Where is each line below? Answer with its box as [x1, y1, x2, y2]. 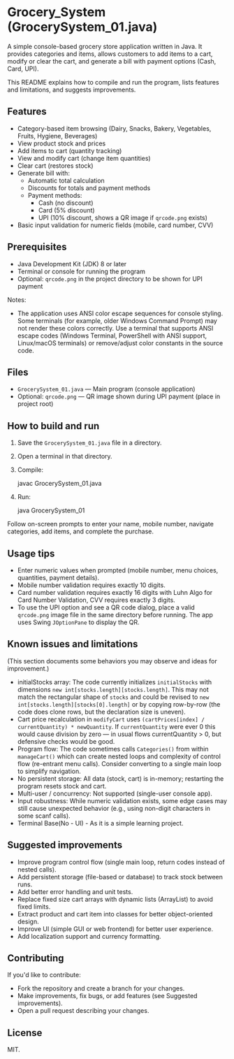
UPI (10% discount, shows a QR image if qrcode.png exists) [38, 213, 208, 222]
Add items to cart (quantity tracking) [17, 146, 122, 154]
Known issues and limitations [7, 638, 138, 650]
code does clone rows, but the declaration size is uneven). [17, 707, 187, 716]
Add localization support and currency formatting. [17, 932, 162, 940]
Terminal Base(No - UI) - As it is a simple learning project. [17, 819, 184, 827]
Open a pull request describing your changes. [17, 1007, 149, 1015]
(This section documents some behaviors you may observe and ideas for [7, 656, 218, 665]
